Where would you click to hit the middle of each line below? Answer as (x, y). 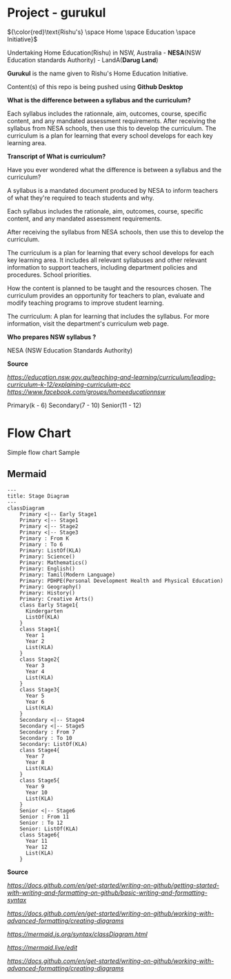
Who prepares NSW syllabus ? (52, 337)
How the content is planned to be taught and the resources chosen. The (109, 288)
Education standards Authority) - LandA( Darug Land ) (83, 59)
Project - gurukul (57, 13)
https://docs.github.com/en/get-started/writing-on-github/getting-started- (113, 885)
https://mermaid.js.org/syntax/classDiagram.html (78, 934)
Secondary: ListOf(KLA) (54, 744)
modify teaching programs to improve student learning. (86, 303)
